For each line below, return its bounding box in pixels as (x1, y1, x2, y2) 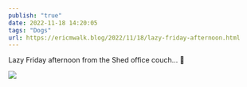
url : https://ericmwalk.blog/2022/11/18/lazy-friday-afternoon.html (8, 33, 241, 42)
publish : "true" (8, 11, 62, 20)
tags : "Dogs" (8, 26, 52, 34)
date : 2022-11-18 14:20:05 (8, 19, 98, 27)
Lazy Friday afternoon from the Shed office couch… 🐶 (8, 55, 185, 65)
